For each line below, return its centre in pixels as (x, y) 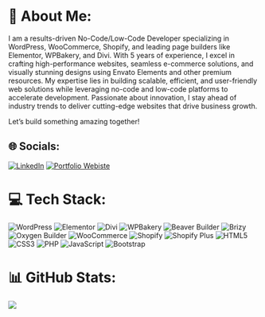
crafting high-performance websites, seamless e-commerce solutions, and (131, 64)
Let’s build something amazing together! (74, 121)
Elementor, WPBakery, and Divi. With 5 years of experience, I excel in (121, 55)
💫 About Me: (50, 16)
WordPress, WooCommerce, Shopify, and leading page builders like (119, 46)
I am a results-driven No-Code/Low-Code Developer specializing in (119, 38)
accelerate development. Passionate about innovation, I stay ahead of (123, 97)
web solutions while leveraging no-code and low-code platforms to (118, 89)
